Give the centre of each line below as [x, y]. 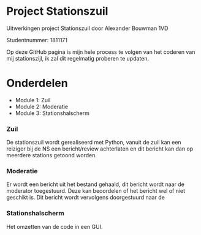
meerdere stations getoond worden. [51, 155]
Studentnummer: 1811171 [37, 40]
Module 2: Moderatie [42, 106]
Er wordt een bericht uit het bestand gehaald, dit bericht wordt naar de [96, 184]
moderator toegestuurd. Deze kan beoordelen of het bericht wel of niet [96, 191]
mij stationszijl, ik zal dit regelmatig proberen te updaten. [78, 58]
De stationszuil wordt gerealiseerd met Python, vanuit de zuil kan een [94, 143]
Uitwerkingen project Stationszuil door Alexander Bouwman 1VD [87, 28]
